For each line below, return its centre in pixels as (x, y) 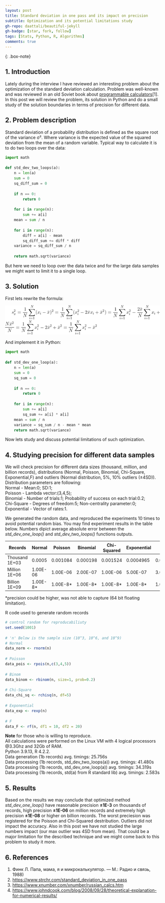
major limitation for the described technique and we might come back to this (82, 837)
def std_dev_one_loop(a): (31, 363)
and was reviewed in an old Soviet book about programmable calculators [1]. (82, 94)
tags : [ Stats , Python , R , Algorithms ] (45, 37)
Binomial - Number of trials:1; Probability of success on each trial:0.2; (75, 498)
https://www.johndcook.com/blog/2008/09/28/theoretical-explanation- (84, 890)
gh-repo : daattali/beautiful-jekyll (42, 26)
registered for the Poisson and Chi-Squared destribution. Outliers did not (79, 821)
